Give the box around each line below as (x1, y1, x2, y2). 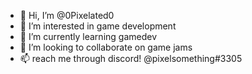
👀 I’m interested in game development (19, 20, 177, 32)
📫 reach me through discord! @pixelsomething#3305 (19, 53, 243, 64)
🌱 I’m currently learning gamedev (19, 31, 158, 42)
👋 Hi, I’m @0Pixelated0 (19, 10, 115, 21)
